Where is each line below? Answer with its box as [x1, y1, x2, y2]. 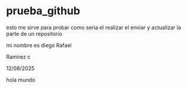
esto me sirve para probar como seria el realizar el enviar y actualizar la [6, 24, 181, 31]
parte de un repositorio [6, 30, 62, 37]
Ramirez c [6, 53, 31, 60]
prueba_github [6, 4, 80, 18]
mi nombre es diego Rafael [6, 42, 72, 49]
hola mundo [6, 76, 36, 83]
